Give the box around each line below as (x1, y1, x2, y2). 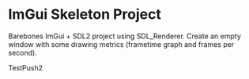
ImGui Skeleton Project (8, 5, 162, 23)
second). (8, 48, 37, 57)
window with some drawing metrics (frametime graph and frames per (8, 39, 235, 48)
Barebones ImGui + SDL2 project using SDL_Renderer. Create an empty (8, 31, 241, 41)
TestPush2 (8, 63, 43, 72)
